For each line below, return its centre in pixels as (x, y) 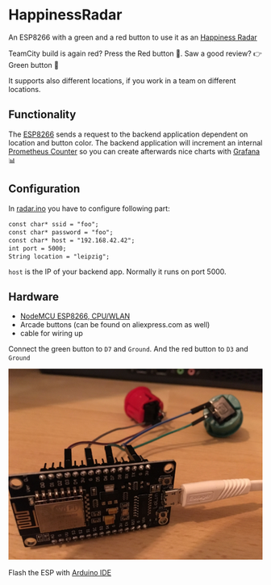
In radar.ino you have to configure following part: (90, 208)
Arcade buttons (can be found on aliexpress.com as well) (115, 325)
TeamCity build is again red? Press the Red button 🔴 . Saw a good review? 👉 (135, 53)
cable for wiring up (51, 334)
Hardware (33, 297)
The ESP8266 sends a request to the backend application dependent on (128, 134)
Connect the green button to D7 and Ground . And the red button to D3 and (128, 349)
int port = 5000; (38, 248)
